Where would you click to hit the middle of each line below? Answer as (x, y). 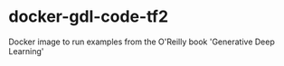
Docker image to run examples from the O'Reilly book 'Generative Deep (142, 42)
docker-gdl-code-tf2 (89, 17)
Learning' (26, 51)
